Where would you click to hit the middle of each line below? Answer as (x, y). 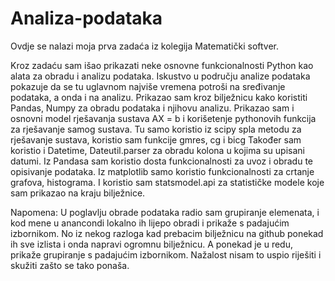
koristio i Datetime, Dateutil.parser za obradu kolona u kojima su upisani (157, 150)
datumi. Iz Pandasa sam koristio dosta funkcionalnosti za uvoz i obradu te (162, 161)
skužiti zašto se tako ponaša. (70, 265)
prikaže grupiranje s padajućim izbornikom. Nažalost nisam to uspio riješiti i (166, 254)
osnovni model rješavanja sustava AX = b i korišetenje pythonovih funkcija (163, 118)
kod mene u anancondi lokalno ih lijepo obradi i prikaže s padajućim (150, 223)
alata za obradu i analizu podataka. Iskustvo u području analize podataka (160, 76)
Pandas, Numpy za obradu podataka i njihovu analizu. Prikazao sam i (152, 108)
